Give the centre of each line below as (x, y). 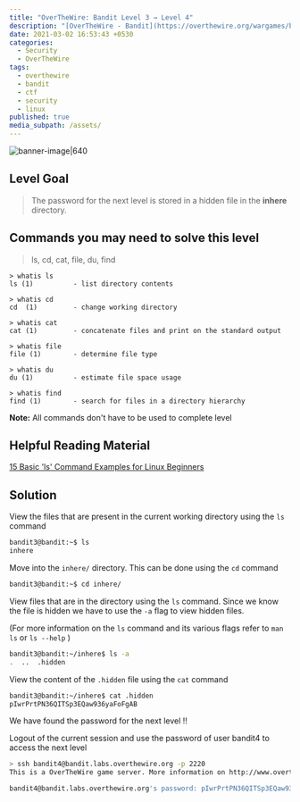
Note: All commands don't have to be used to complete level (121, 417)
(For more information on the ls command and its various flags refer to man (146, 628)
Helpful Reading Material (79, 446)
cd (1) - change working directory (93, 307)
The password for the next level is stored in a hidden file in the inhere (159, 200)
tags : (19, 68)
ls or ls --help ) (40, 637)
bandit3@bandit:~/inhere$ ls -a (69, 654)
